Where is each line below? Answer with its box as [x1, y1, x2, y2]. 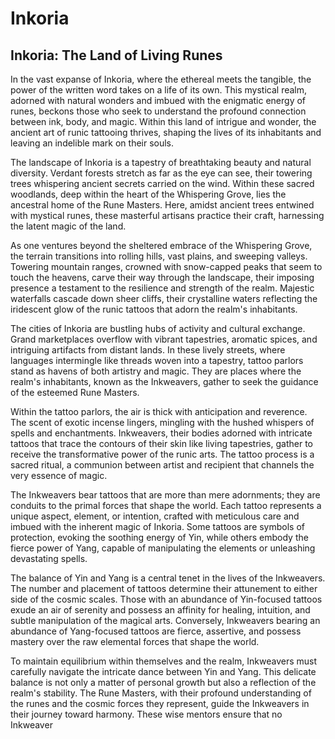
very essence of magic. [10, 470, 108, 481]
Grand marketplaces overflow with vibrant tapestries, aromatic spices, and [10, 333, 318, 345]
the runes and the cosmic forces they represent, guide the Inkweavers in [10, 698, 310, 709]
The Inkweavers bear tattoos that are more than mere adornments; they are [10, 489, 321, 501]
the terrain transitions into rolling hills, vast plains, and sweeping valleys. [10, 250, 308, 262]
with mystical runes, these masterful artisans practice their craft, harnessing [10, 210, 325, 221]
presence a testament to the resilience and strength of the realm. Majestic [10, 282, 315, 294]
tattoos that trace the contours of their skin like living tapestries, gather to [10, 438, 313, 449]
